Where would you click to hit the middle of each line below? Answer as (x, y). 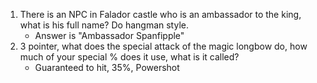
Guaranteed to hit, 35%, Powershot (107, 67)
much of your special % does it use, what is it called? (129, 57)
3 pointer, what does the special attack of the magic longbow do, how (163, 46)
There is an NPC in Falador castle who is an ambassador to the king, (160, 14)
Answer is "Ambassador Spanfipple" (109, 35)
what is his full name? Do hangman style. (104, 25)
